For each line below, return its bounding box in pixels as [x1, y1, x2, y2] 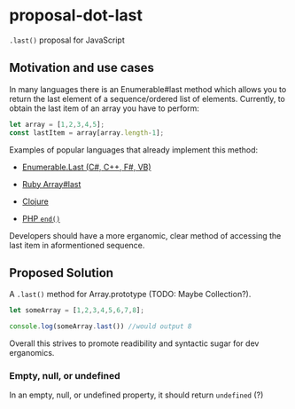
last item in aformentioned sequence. [9, 240, 145, 250]
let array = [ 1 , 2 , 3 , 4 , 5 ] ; [9, 120, 105, 129]
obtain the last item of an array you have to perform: [9, 103, 199, 114]
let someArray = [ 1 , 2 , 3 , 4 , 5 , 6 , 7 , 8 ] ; [9, 306, 144, 315]
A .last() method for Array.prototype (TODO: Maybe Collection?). [9, 289, 252, 300]
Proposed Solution [9, 265, 113, 280]
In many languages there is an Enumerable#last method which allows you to [9, 83, 287, 94]
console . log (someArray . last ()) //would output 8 [9, 322, 192, 331]
